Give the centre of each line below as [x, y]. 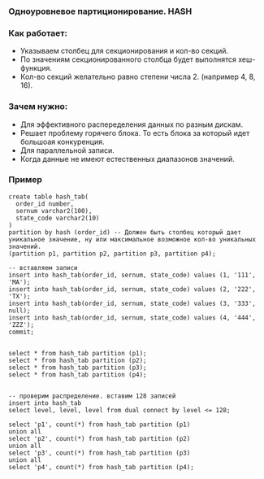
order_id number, [45, 204]
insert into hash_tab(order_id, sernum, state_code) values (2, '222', [132, 289]
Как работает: [38, 33]
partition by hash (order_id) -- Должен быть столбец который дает [125, 232]
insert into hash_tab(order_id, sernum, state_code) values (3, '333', [132, 303]
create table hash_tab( [49, 197]
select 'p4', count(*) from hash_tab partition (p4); [102, 467]
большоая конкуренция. [62, 142]
